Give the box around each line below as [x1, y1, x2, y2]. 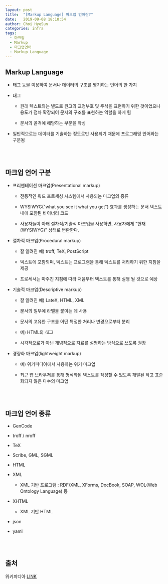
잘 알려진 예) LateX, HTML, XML [20, 297, 85, 304]
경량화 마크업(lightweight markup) [12, 351, 81, 357]
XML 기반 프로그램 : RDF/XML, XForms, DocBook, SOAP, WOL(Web [20, 482, 157, 488]
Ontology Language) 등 [20, 488, 68, 494]
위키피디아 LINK [5, 573, 37, 579]
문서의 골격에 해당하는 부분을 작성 [20, 120, 86, 126]
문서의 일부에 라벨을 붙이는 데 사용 [20, 308, 87, 314]
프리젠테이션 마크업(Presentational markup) [12, 183, 100, 189]
